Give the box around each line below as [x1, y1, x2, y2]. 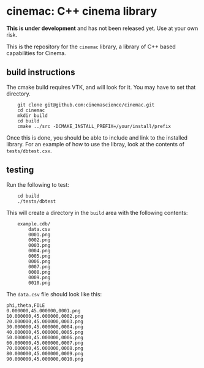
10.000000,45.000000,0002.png [6, 313, 84, 319]
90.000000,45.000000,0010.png [6, 356, 84, 362]
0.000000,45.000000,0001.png [6, 307, 81, 314]
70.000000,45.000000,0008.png [6, 345, 84, 351]
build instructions [6, 67, 75, 78]
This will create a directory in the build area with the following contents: [6, 209, 188, 216]
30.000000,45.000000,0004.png [6, 323, 84, 330]
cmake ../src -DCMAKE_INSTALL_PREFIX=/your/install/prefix [17, 123, 172, 129]
